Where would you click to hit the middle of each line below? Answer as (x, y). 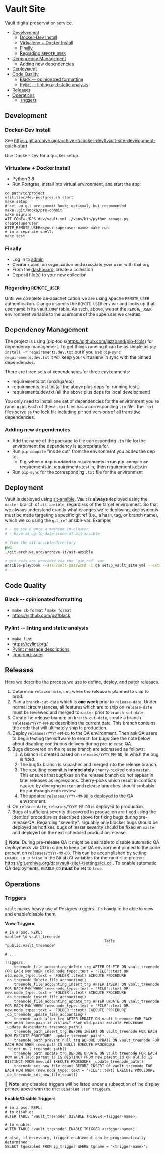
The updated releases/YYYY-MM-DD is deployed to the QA (76, 796)
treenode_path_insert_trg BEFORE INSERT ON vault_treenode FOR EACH (85, 1031)
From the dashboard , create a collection (53, 270)
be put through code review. (48, 791)
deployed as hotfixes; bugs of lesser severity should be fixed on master (84, 827)
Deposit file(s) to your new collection (49, 275)
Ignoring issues (28, 655)
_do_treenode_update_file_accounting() (46, 1014)
